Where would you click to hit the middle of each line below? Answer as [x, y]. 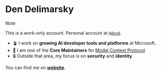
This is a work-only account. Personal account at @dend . [63, 33]
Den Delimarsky [40, 9]
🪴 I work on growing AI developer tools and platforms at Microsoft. [84, 43]
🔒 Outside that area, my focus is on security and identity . [73, 56]
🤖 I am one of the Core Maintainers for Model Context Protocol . [79, 50]
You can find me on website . [36, 67]
